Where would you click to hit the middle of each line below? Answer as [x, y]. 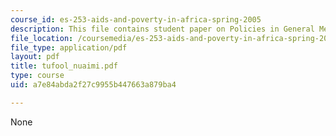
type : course [37, 76]
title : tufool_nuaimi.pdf [64, 66]
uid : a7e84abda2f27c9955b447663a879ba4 [93, 85]
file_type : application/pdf [69, 47]
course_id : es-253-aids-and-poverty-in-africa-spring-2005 [136, 19]
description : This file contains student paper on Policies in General [162, 29]
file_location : [42, 38]
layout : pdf [35, 57]
